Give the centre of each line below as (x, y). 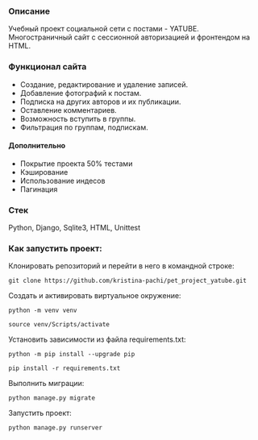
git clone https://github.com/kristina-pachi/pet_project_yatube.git (128, 281)
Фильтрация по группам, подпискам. (84, 127)
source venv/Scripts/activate (59, 325)
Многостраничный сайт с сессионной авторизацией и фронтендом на (129, 37)
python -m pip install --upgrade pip (72, 355)
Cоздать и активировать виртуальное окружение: (95, 296)
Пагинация (39, 189)
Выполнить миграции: (46, 384)
